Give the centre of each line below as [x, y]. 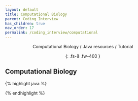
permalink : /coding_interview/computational [52, 33]
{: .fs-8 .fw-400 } [83, 56]
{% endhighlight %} [25, 93]
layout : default [22, 10]
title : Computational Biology [36, 14]
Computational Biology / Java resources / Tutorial [83, 47]
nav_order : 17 [20, 28]
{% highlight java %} [26, 83]
